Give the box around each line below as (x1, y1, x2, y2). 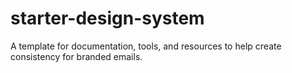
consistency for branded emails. (10, 50, 143, 62)
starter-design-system (10, 7, 205, 30)
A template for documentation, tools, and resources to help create (10, 40, 282, 52)
